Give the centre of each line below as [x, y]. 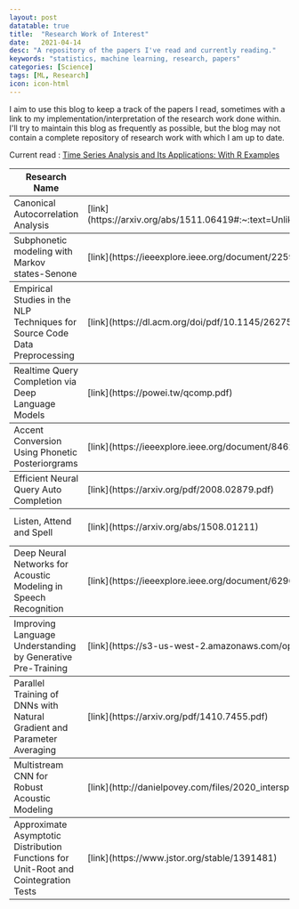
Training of [36, 694]
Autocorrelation [46, 214]
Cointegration [42, 880]
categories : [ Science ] [51, 68]
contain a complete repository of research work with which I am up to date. [147, 137]
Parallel [29, 683]
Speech [30, 597]
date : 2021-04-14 [45, 42]
